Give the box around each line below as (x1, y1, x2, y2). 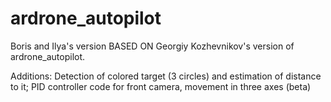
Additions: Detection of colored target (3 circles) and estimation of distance (10, 70, 322, 82)
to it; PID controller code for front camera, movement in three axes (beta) (10, 80, 312, 92)
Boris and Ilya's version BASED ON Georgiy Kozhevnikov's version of (10, 40, 295, 52)
